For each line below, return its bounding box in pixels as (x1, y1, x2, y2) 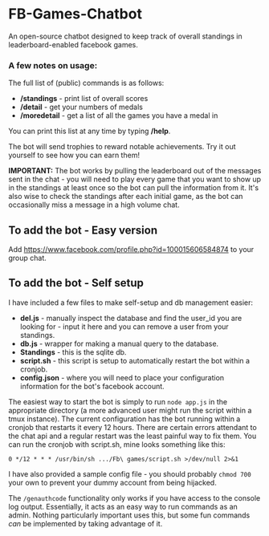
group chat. (8, 254, 47, 263)
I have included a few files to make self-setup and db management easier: (8, 298, 254, 307)
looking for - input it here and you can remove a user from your (19, 322, 229, 331)
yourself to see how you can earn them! (8, 150, 141, 160)
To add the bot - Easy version (8, 223, 158, 237)
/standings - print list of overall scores (19, 94, 149, 104)
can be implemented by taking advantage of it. (8, 518, 163, 528)
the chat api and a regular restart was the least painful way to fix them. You (8, 431, 257, 441)
